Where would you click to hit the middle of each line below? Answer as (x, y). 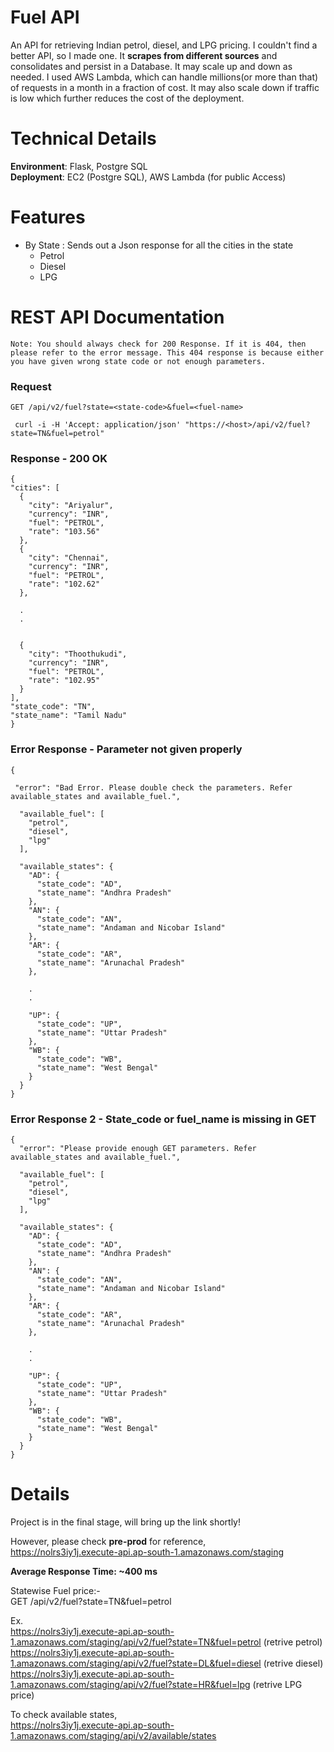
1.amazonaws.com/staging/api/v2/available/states (113, 1735)
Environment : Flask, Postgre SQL (79, 166)
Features (48, 217)
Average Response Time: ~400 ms (84, 1571)
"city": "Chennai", (69, 558)
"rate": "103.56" (64, 532)
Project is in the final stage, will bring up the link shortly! (126, 1522)
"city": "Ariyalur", (71, 506)
